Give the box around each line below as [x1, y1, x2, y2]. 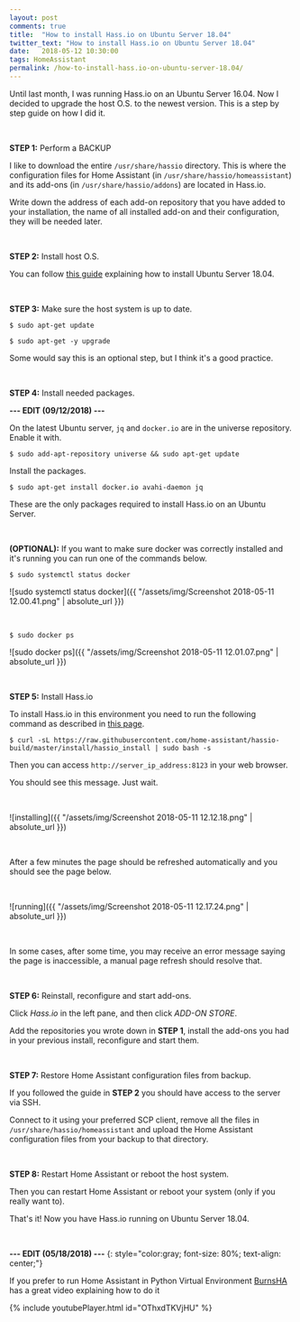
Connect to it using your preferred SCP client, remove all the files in [9, 1114, 259, 1125]
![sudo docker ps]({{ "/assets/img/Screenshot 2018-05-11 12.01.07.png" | [9, 647, 279, 657]
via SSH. [9, 1096, 41, 1107]
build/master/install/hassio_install [9, 743, 151, 752]
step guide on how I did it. [9, 107, 106, 118]
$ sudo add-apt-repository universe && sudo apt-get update [9, 449, 241, 459]
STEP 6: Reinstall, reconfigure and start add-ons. [9, 990, 192, 1001]
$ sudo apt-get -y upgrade [9, 336, 111, 346]
